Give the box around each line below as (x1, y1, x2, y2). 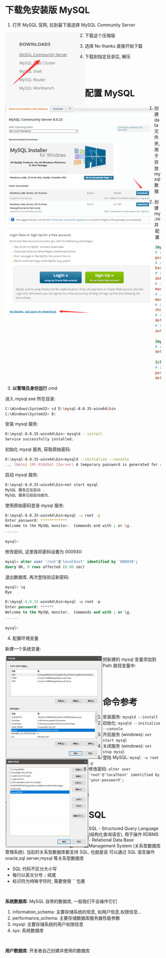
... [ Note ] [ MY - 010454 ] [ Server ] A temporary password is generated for (5, 462, 158, 467)
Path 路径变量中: (103, 662, 136, 668)
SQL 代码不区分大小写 (12, 866, 57, 872)
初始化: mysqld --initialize (103, 720, 161, 726)
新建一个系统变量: (5, 646, 41, 652)
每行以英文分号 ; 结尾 (12, 872, 56, 878)
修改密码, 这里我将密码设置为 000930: (5, 548, 83, 554)
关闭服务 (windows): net (103, 743, 152, 749)
